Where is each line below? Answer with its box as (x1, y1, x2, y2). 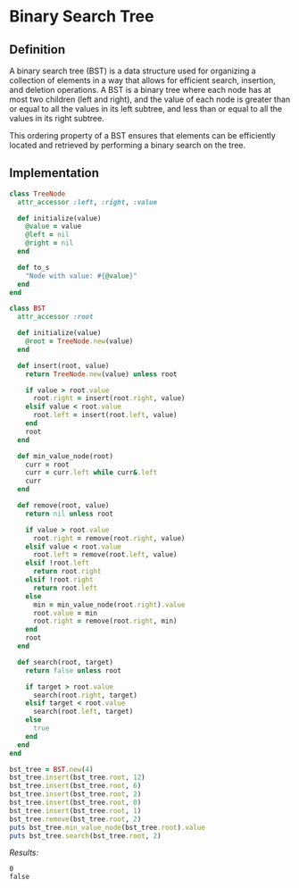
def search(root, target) (17, 658, 114, 666)
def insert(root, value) (17, 361, 110, 370)
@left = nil (25, 230, 70, 239)
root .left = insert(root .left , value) (32, 411, 178, 420)
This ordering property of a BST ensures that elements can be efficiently (9, 130, 277, 140)
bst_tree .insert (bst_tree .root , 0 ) (9, 798, 142, 808)
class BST (9, 304, 46, 314)
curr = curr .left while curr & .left (25, 468, 158, 477)
